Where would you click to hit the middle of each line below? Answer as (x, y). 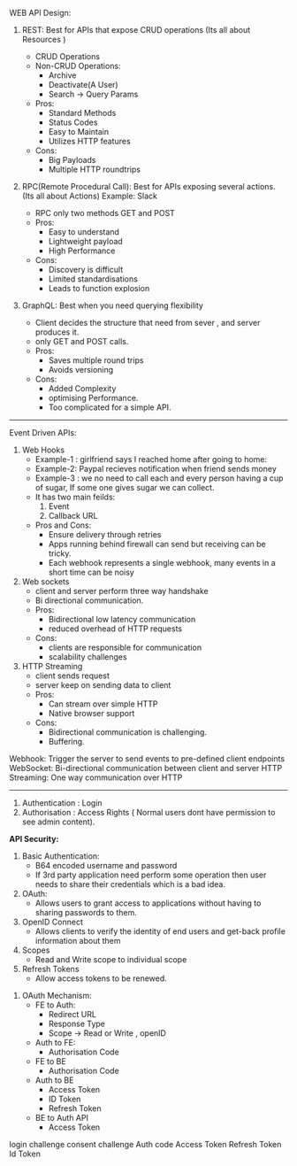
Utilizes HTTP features (89, 141)
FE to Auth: (55, 1005)
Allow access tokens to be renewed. (101, 978)
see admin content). (58, 822)
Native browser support (91, 713)
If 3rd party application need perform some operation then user (151, 875)
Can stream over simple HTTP (103, 704)
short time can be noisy (91, 572)
